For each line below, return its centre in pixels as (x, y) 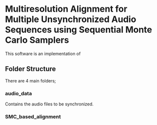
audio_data (19, 93)
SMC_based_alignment (33, 117)
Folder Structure (30, 69)
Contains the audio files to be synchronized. (49, 104)
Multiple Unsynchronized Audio (71, 19)
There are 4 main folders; (30, 81)
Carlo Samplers (37, 40)
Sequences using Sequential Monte (79, 30)
